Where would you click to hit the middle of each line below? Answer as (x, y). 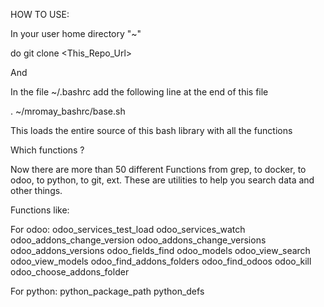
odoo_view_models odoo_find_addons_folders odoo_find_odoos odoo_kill (161, 261)
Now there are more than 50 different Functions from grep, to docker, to (158, 169)
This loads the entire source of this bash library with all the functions (151, 130)
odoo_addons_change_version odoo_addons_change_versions (138, 240)
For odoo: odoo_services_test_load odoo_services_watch (128, 229)
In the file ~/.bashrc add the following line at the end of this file (139, 92)
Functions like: (40, 210)
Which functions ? (47, 150)
